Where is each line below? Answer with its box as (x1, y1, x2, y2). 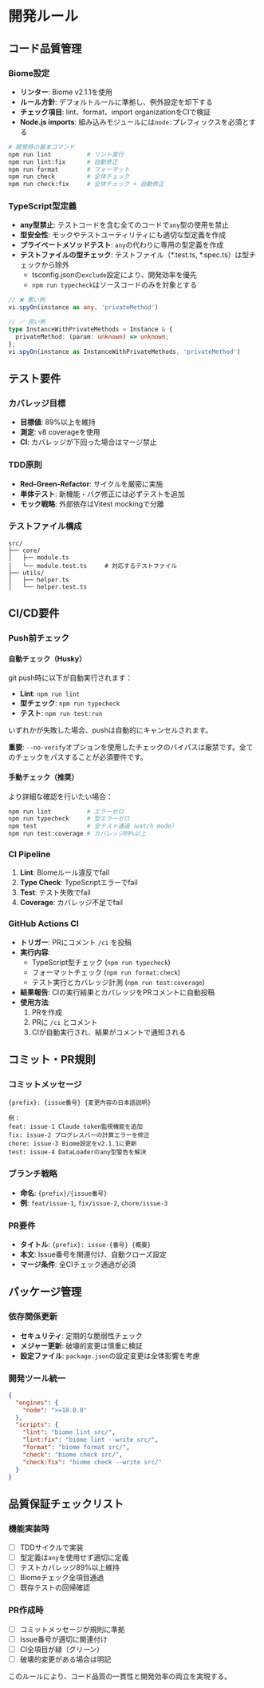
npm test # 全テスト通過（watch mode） (8, 822, 178, 831)
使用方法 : (19, 997, 50, 1007)
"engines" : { (15, 1399, 59, 1407)
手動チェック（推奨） (8, 772, 78, 781)
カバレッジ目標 (8, 397, 66, 408)
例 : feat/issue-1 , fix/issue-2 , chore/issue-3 (19, 1197, 168, 1207)
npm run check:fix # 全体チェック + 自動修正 (8, 181, 165, 189)
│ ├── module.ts (8, 553, 69, 562)
